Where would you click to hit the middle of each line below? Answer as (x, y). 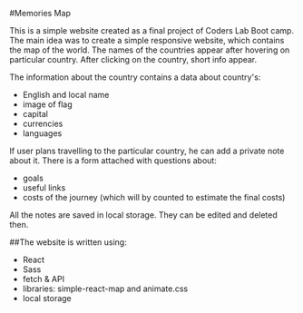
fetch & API (44, 279)
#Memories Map (40, 13)
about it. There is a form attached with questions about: (113, 161)
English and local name (66, 95)
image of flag (47, 104)
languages (42, 133)
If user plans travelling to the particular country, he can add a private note (147, 151)
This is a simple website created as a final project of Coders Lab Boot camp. (152, 30)
